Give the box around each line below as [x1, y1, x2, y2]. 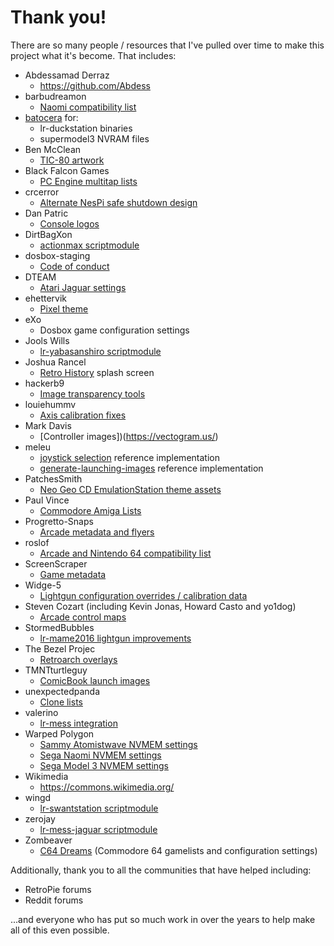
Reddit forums [24, 894, 84, 906]
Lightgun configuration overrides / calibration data [39, 589, 248, 601]
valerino [24, 706, 59, 718]
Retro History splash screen [39, 366, 155, 378]
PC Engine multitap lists [39, 175, 138, 187]
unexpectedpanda [24, 685, 101, 697]
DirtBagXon [24, 228, 73, 240]
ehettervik [24, 292, 68, 304]
